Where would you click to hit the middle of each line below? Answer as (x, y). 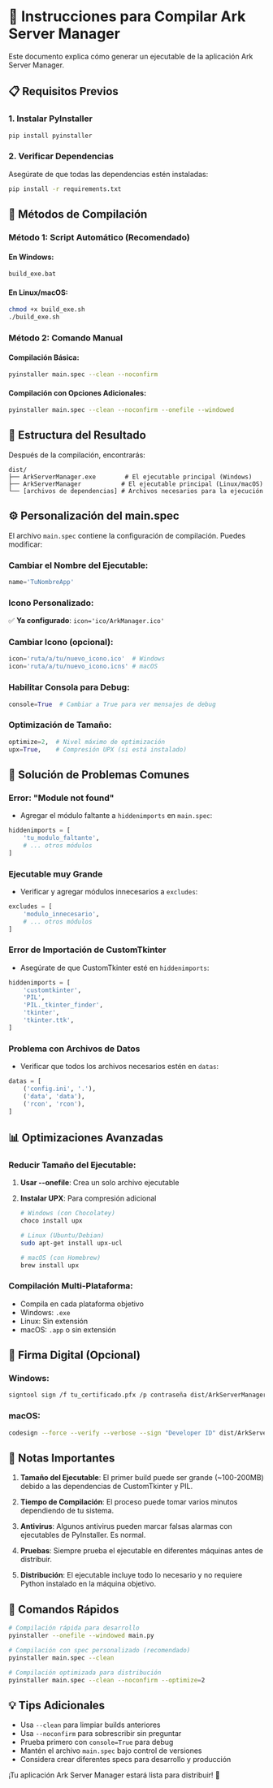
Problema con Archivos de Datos (74, 1049)
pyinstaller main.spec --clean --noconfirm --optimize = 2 (107, 1680)
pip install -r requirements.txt (65, 189)
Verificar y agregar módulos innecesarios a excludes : (109, 891)
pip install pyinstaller (50, 136)
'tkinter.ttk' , (49, 1020)
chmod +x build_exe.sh (47, 310)
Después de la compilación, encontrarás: (77, 455)
